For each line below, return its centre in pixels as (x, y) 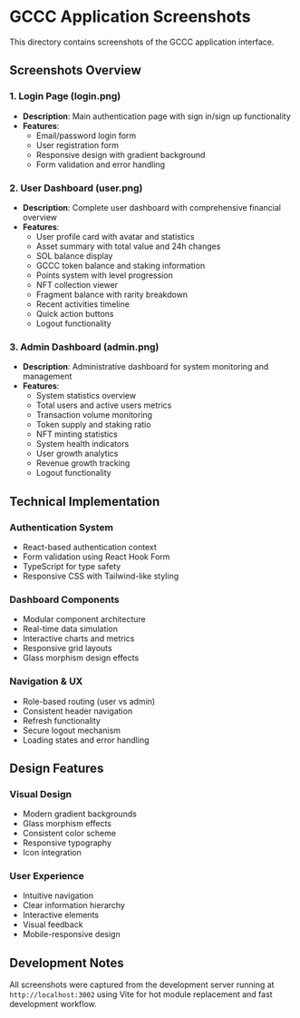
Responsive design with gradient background (121, 154)
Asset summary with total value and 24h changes (128, 246)
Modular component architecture (84, 619)
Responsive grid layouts (67, 648)
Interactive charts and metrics (78, 638)
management (47, 376)
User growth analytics (77, 454)
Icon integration (52, 853)
